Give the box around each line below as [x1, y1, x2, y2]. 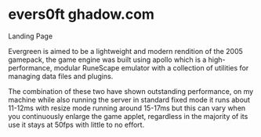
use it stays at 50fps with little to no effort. [8, 120, 145, 129]
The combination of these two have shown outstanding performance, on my [8, 86, 254, 96]
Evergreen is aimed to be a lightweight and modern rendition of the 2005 [8, 46, 243, 56]
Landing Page [8, 31, 53, 41]
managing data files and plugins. [8, 71, 114, 81]
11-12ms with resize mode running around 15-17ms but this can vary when [8, 103, 246, 113]
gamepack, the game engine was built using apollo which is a [8, 55, 207, 64]
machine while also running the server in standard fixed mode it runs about [8, 95, 251, 104]
